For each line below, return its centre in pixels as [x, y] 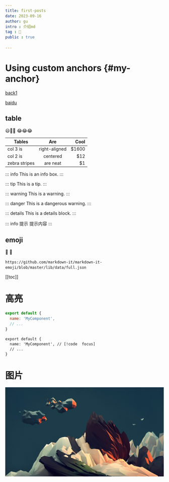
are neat [53, 163]
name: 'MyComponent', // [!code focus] [53, 344]
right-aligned [53, 149]
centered [53, 156]
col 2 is [15, 156]
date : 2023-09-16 [23, 16]
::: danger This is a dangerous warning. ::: [48, 204]
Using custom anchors [54, 68]
